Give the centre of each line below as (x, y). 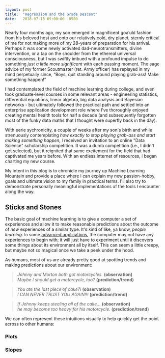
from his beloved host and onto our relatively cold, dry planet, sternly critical (82, 38)
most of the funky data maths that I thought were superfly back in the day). (81, 120)
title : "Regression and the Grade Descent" (51, 14)
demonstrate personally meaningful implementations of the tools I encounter (82, 187)
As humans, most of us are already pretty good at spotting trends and (76, 260)
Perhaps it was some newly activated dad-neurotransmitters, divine (73, 48)
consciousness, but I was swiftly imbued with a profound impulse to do (77, 59)
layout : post (18, 10)
